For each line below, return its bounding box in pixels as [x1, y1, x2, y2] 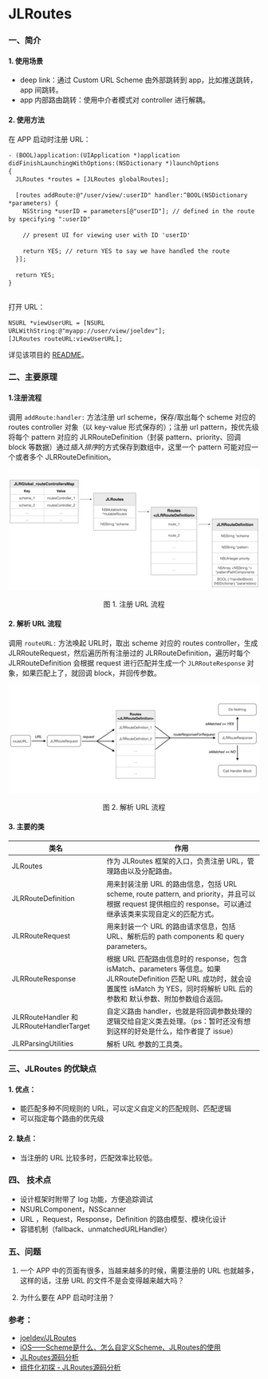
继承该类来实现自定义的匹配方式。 [106, 909, 219, 919]
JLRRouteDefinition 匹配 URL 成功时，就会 [106, 974, 245, 984]
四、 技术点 [8, 1175, 52, 1186]
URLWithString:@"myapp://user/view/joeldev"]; [8, 326, 166, 335]
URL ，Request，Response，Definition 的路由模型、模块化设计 [19, 1214, 227, 1223]
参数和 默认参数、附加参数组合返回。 [106, 994, 227, 1004]
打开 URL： [8, 302, 45, 311]
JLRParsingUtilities [11, 1039, 74, 1049]
